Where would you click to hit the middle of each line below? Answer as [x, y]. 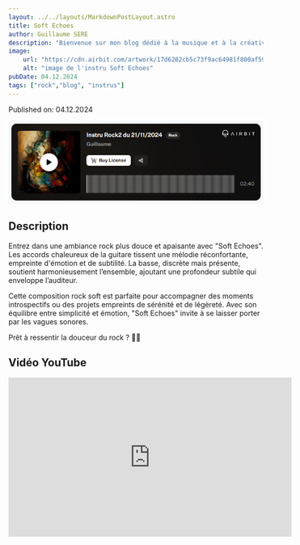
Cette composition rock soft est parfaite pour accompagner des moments [131, 296]
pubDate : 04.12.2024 [43, 77]
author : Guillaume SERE [49, 34]
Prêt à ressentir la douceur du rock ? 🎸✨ [75, 337]
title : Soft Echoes [41, 25]
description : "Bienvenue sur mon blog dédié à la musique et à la [123, 43]
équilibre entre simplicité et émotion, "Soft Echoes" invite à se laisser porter [134, 313]
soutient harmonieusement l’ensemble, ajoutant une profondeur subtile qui [133, 272]
